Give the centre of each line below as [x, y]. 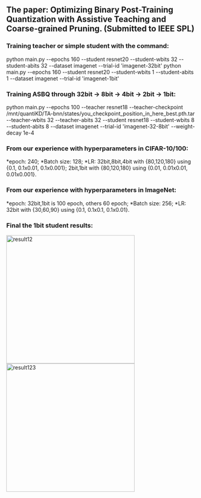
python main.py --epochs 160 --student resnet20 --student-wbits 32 [92, 59]
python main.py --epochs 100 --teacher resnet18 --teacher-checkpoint [95, 107]
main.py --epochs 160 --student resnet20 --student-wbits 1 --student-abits [100, 72]
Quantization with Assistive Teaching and [86, 20]
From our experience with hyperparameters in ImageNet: [91, 190]
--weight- [183, 126]
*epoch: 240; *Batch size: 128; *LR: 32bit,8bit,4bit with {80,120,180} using [99, 162]
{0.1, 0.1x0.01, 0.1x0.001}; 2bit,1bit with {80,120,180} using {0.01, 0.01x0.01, [97, 168]
